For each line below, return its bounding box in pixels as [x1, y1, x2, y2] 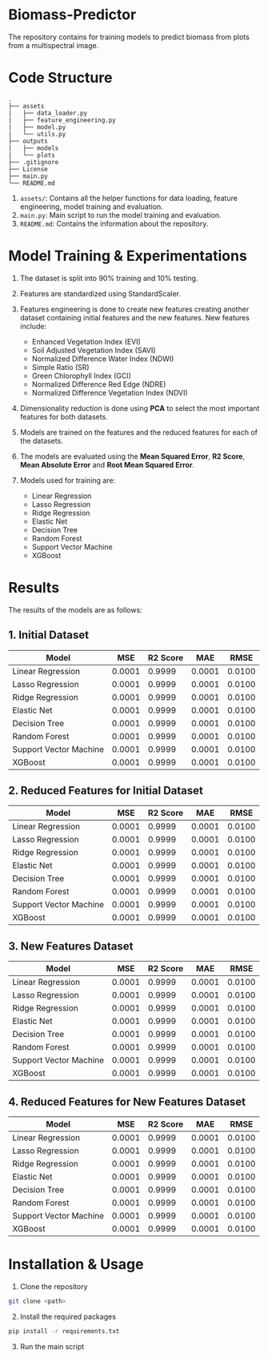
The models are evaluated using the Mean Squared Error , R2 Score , [19, 451, 246, 461]
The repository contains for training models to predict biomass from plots [8, 32, 250, 42]
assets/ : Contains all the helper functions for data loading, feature [19, 193, 238, 203]
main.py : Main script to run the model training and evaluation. [19, 210, 222, 219]
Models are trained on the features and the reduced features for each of [19, 427, 258, 437]
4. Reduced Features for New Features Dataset [8, 1095, 246, 1108]
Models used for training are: [19, 475, 116, 485]
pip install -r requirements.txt [8, 1327, 120, 1335]
